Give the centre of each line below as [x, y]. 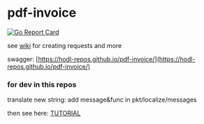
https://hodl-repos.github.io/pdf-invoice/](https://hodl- [117, 59]
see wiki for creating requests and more [65, 45]
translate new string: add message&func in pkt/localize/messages [102, 100]
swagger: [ [23, 59]
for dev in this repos [42, 84]
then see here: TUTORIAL [44, 114]
